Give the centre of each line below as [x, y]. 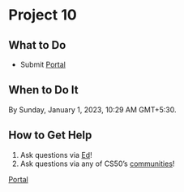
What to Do [37, 45]
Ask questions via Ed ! [56, 155]
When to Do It [43, 90]
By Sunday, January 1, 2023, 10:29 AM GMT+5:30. [92, 109]
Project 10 [43, 15]
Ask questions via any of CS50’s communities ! [97, 164]
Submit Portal [43, 64]
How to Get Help [50, 135]
